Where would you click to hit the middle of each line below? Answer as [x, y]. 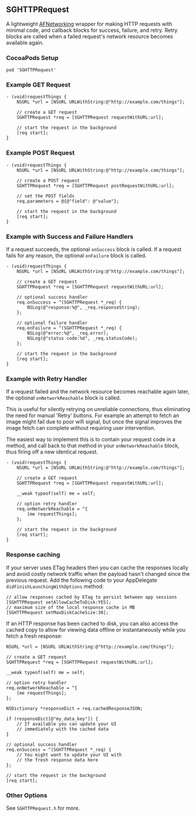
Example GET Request [38, 85]
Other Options [27, 795]
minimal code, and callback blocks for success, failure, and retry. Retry [92, 30]
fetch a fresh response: [34, 636]
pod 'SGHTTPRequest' [31, 70]
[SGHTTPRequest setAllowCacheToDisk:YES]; [59, 602]
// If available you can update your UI [67, 724]
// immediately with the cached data [63, 729]
